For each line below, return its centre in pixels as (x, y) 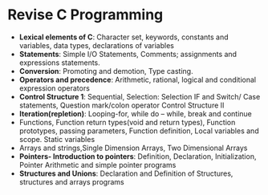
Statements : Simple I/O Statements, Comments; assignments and (128, 54)
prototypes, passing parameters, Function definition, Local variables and (139, 131)
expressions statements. (60, 63)
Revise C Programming (85, 15)
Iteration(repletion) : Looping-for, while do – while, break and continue (135, 113)
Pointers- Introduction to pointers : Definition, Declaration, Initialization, (138, 156)
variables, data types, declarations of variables (96, 45)
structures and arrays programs (72, 181)
